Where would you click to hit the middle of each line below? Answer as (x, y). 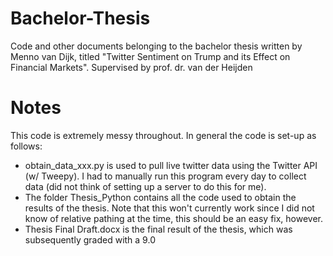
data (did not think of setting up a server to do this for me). (145, 186)
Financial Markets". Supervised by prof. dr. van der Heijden (131, 67)
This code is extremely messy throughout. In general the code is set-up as (163, 135)
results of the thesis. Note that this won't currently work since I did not (169, 208)
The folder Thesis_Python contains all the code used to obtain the (160, 197)
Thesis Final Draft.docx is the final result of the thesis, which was (158, 229)
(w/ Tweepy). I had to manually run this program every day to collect (165, 176)
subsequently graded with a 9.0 (90, 239)
